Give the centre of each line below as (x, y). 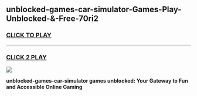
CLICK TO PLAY (29, 35)
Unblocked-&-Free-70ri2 (52, 19)
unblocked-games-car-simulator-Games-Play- (94, 10)
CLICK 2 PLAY (26, 57)
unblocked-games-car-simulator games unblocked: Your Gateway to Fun (97, 80)
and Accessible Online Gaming (44, 87)
